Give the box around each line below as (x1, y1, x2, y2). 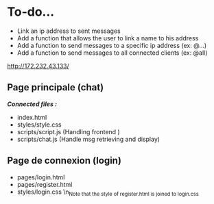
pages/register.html (16, 180, 73, 188)
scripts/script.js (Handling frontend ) (16, 127, 120, 136)
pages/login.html (16, 173, 65, 181)
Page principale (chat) (7, 81, 104, 93)
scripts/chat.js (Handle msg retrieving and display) (16, 135, 160, 143)
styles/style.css (16, 120, 62, 129)
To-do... (7, 4, 55, 20)
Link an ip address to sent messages (16, 27, 121, 35)
